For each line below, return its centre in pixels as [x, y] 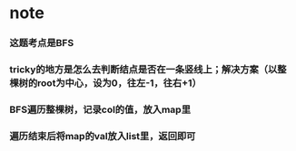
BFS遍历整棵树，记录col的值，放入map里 [100, 109]
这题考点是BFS [42, 43]
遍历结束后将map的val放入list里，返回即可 [103, 136]
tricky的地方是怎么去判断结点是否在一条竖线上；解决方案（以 [143, 70]
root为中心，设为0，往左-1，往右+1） [119, 83]
